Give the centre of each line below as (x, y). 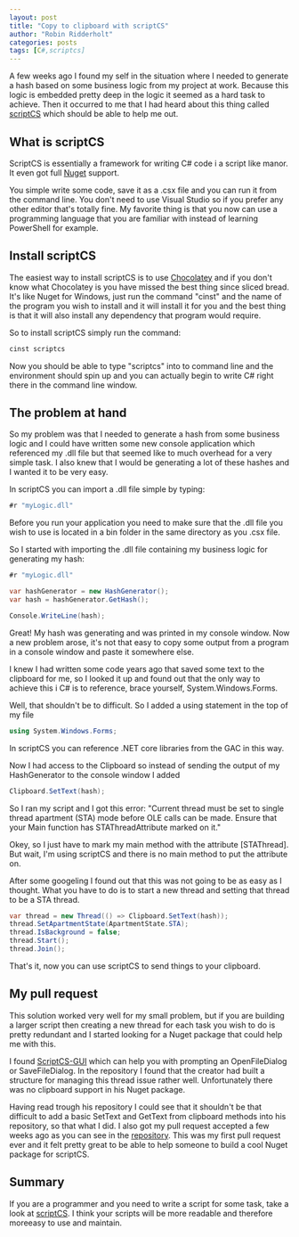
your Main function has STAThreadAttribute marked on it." (115, 827)
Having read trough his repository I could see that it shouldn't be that (136, 1107)
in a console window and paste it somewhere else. (101, 651)
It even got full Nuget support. (65, 172)
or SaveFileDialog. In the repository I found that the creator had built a (137, 1070)
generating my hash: (47, 559)
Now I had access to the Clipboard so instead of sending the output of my (145, 765)
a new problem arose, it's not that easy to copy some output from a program (149, 642)
